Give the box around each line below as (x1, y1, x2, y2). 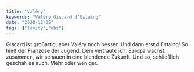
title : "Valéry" (6, 8, 46, 15)
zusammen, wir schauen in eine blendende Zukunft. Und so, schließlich (6, 53, 179, 60)
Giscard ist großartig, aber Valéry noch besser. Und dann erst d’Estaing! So (6, 41, 188, 48)
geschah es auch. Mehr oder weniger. (6, 60, 98, 67)
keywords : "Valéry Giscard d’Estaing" (6, 14, 101, 20)
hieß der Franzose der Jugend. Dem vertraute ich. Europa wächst (6, 47, 165, 54)
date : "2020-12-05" (6, 19, 54, 25)
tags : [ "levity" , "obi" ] (6, 25, 65, 31)
